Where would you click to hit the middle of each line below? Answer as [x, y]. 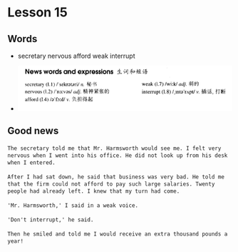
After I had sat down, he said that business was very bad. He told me [116, 177]
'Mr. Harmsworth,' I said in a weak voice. [73, 205]
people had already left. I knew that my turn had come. [94, 191]
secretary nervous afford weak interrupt [76, 56]
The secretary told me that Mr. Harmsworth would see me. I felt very [114, 148]
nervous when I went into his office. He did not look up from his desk [118, 155]
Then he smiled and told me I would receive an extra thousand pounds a [118, 234]
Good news [33, 131]
